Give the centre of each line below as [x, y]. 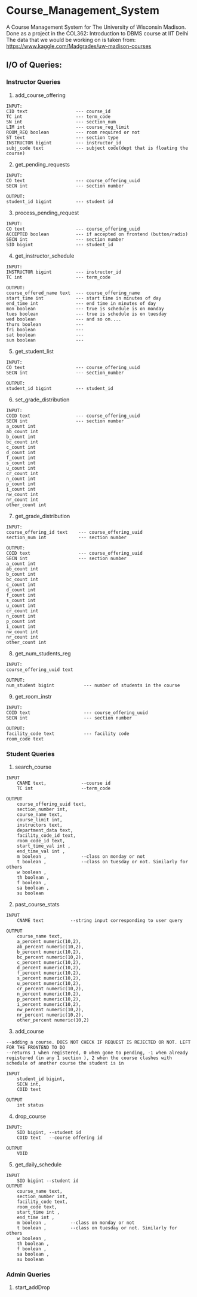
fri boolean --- [45, 329]
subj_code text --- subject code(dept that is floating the [97, 148]
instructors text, [40, 825]
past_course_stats [37, 904]
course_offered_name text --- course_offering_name [73, 293]
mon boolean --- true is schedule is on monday [85, 309]
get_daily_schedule [38, 1164]
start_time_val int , [44, 846]
